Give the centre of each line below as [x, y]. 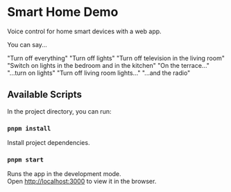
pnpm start [25, 159]
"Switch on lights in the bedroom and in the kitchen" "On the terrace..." [109, 65]
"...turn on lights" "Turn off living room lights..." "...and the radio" [99, 73]
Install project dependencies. [49, 143]
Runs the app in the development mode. [64, 174]
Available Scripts [44, 95]
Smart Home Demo [63, 12]
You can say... [27, 44]
